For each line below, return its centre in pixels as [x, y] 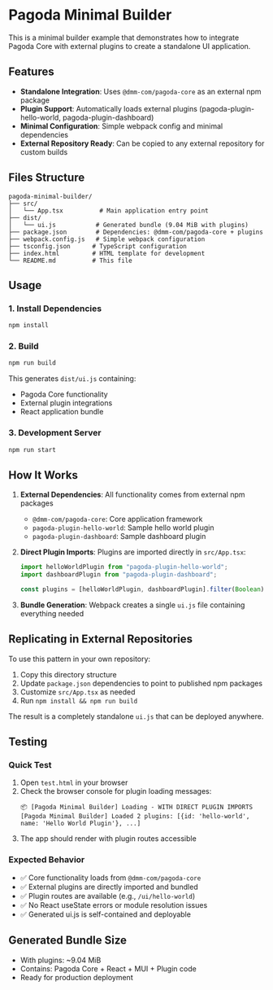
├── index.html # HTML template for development [107, 253]
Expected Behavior [47, 860]
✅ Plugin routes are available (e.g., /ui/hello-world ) [108, 896]
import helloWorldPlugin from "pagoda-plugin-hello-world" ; [124, 567]
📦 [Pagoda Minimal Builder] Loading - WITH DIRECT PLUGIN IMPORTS [136, 808]
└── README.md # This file [70, 261]
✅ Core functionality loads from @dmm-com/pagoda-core [110, 878]
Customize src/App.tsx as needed [78, 692]
